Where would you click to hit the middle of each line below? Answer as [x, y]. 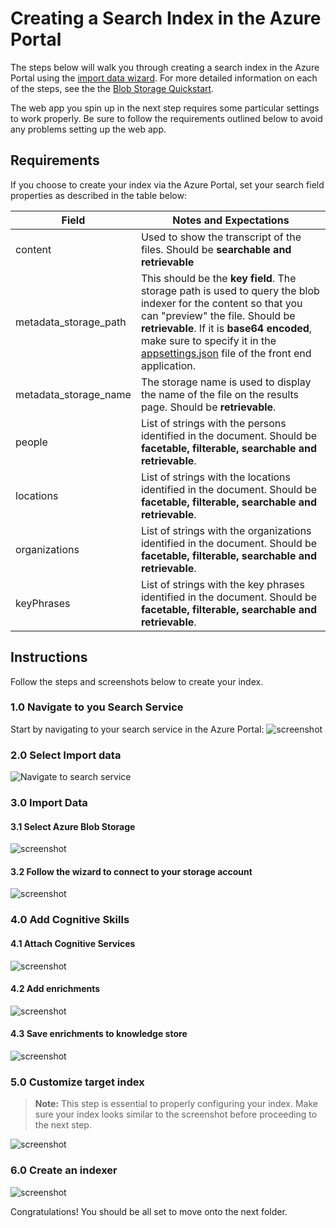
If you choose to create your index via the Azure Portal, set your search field [167, 184]
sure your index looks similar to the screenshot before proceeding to [176, 1114]
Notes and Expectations [231, 220]
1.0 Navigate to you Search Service [97, 707]
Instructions [49, 657]
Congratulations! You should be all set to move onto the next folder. [149, 1211]
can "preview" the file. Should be [218, 315]
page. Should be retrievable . [208, 407]
